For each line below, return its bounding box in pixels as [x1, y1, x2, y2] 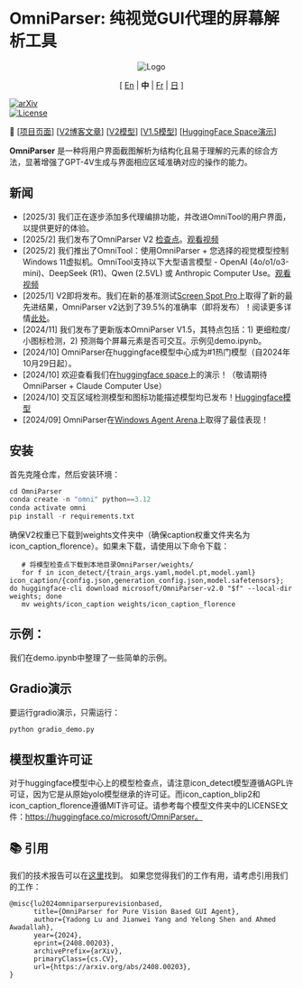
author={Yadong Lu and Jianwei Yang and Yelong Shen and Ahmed [32, 915, 277, 925]
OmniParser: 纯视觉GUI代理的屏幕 [9, 8, 264, 29]
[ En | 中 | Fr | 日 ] [119, 79, 184, 90]
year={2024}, [32, 931, 83, 940]
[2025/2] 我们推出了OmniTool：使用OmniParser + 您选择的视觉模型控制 [22, 245, 289, 255]
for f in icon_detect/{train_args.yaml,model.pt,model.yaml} [21, 568, 256, 577]
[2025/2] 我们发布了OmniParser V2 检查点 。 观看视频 [22, 234, 219, 245]
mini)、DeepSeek [22, 267, 88, 278]
